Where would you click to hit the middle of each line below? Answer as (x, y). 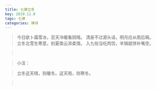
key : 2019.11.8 (20, 14)
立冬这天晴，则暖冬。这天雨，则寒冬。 (55, 74)
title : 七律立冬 (20, 9)
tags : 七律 (15, 18)
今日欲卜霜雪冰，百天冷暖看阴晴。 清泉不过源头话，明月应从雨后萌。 (85, 37)
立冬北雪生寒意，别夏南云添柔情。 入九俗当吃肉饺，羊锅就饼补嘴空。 (85, 44)
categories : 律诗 (22, 23)
